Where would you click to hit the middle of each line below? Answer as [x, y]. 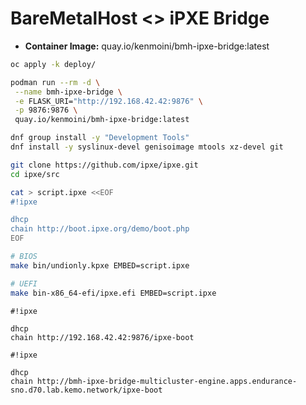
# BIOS [24, 257]
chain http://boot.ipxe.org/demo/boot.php [100, 229]
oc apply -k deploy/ [53, 64]
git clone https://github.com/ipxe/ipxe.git [104, 165]
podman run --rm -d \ [55, 82]
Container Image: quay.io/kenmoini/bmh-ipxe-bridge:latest [147, 46]
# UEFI [24, 283]
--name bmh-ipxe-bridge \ [68, 92]
